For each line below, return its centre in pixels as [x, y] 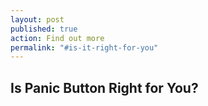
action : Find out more [57, 38]
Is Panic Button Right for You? [104, 87]
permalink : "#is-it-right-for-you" [84, 47]
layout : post [37, 19]
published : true [44, 29]
